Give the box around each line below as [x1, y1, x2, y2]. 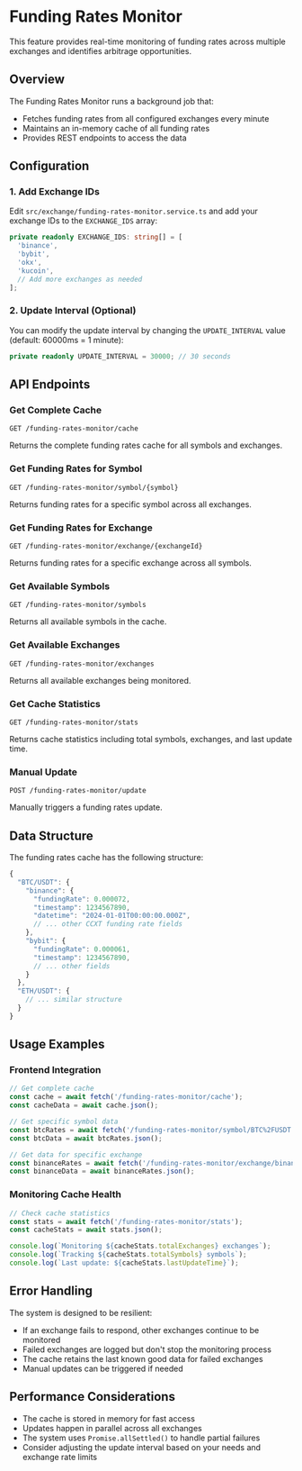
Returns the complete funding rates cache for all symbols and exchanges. [9, 440, 283, 451]
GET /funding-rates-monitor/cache [9, 424, 139, 433]
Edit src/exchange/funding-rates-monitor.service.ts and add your [9, 205, 259, 217]
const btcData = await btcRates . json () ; [9, 1133, 164, 1143]
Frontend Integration [9, 1064, 102, 1076]
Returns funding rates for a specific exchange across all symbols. [9, 558, 252, 568]
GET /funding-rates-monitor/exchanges [9, 659, 155, 668]
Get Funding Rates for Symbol [9, 462, 143, 475]
